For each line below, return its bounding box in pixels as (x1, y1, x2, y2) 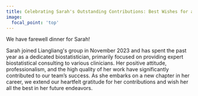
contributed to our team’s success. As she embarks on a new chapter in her (6, 72, 190, 80)
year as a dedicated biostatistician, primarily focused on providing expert (6, 54, 184, 61)
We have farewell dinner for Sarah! (6, 36, 90, 43)
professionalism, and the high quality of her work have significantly (6, 66, 169, 73)
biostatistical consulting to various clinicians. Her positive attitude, (6, 59, 167, 67)
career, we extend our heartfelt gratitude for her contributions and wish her (6, 78, 189, 85)
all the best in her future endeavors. (6, 85, 93, 92)
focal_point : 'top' (11, 19, 60, 25)
